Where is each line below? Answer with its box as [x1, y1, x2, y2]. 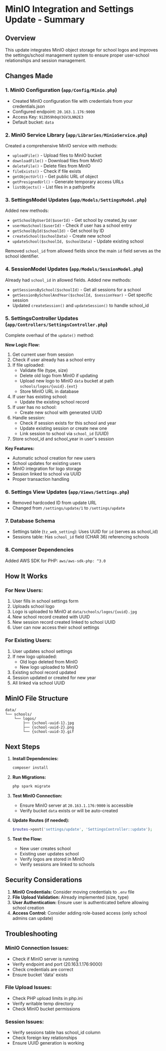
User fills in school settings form [12, 598, 79, 604]
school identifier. [5, 253, 40, 259]
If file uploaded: [12, 362, 45, 368]
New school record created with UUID [12, 614, 90, 620]
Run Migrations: [12, 774, 46, 780]
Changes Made [5, 72, 53, 80]
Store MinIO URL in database [19, 388, 79, 394]
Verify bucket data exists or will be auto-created [19, 808, 118, 814]
